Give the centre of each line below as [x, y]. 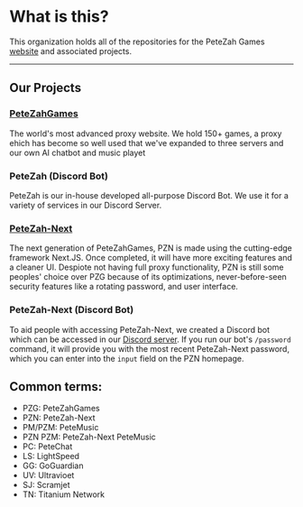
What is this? [60, 17]
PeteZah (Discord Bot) [59, 176]
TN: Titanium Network [64, 494]
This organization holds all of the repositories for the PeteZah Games [137, 41]
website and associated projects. [71, 51]
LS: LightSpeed [50, 456]
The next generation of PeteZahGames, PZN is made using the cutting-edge [151, 248]
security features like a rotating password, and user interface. [124, 287]
